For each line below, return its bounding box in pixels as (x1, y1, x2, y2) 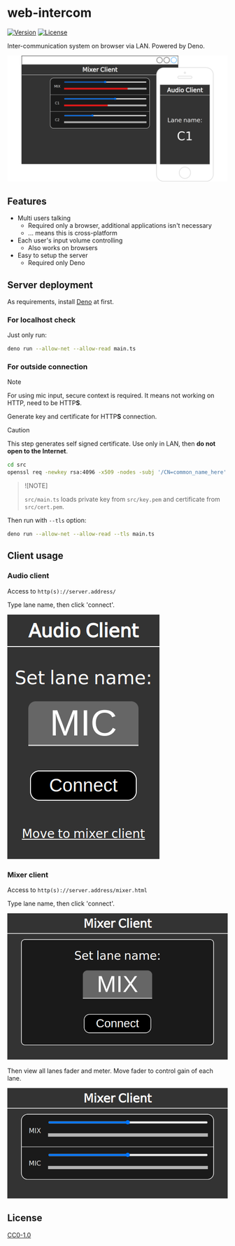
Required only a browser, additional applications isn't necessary (27, 221, 212, 230)
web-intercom (7, 5, 92, 21)
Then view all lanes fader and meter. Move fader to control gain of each (7, 1067, 213, 1075)
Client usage (7, 550, 64, 562)
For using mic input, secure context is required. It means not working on (7, 391, 215, 400)
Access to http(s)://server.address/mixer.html (7, 886, 148, 894)
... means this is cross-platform (27, 229, 117, 238)
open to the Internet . (7, 447, 69, 456)
